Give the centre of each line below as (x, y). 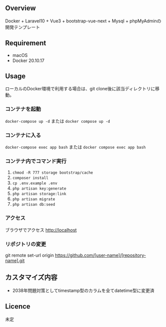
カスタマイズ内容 (31, 277)
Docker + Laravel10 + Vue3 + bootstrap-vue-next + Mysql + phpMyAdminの (83, 21)
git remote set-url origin (29, 255)
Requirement (26, 43)
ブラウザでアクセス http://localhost (41, 230)
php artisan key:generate (39, 189)
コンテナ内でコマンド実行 (36, 161)
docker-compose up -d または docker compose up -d (58, 121)
